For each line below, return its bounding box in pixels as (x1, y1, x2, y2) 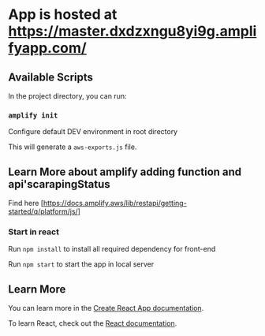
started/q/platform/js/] (8, 207, 81, 216)
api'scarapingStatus (8, 177, 110, 191)
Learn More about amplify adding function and (8, 165, 242, 178)
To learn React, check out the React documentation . (8, 319, 177, 328)
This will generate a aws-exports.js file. (8, 142, 137, 151)
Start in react (8, 226, 59, 237)
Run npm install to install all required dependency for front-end (8, 245, 216, 254)
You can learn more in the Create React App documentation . (8, 304, 204, 313)
